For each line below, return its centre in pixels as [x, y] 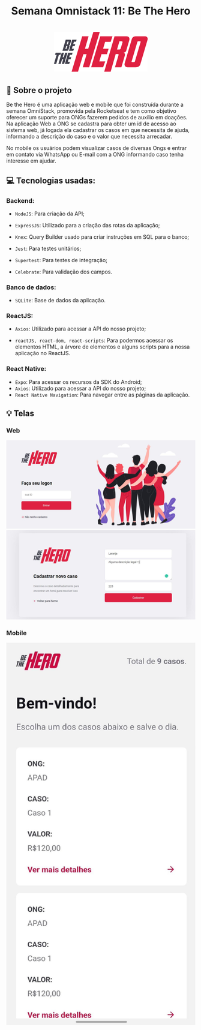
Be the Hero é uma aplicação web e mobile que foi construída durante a [95, 105]
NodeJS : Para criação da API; [50, 214]
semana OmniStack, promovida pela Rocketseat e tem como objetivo [91, 111]
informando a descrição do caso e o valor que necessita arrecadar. [89, 137]
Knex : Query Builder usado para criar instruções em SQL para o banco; [102, 237]
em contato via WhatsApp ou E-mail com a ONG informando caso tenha [95, 155]
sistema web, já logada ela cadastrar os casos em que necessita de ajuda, [98, 130]
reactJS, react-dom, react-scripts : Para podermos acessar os [94, 341]
